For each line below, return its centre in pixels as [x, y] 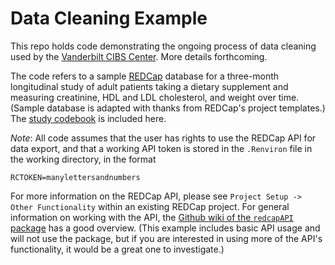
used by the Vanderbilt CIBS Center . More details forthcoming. [139, 56]
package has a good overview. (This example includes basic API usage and [165, 228]
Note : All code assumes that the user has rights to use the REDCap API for [163, 138]
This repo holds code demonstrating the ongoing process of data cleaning [163, 46]
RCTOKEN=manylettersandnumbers [75, 177]
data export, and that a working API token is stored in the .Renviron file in [161, 148]
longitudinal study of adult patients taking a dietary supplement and [149, 86]
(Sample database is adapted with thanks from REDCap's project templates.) [168, 108]
